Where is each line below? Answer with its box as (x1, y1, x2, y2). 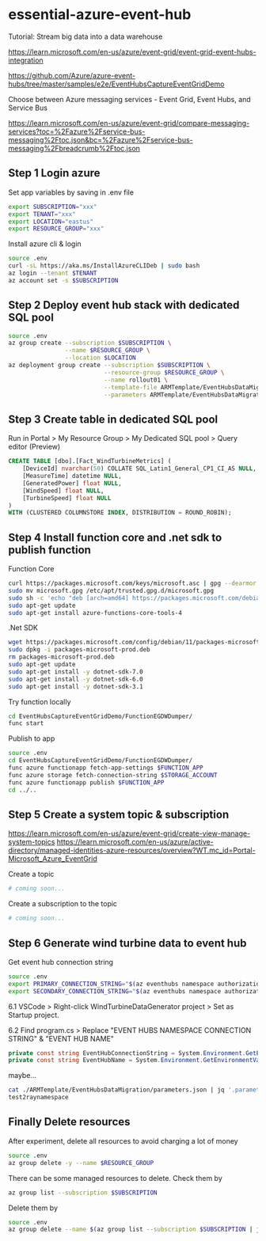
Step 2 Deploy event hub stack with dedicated (8, 298, 240, 312)
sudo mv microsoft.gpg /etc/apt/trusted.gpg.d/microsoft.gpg (8, 586, 215, 594)
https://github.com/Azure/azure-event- (8, 70, 136, 80)
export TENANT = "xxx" (8, 210, 77, 218)
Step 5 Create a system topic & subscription (8, 807, 230, 821)
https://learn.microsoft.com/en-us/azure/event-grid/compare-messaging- (8, 118, 250, 127)
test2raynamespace (8, 1094, 69, 1102)
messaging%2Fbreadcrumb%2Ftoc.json (8, 143, 141, 153)
